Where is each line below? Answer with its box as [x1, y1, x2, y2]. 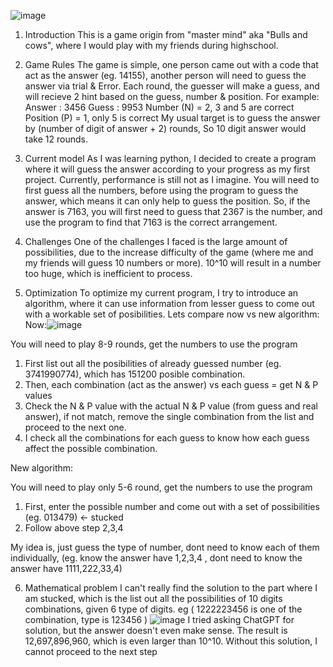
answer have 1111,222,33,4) [10, 563, 123, 574]
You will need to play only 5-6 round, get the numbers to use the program [10, 481, 313, 493]
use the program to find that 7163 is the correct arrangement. [24, 216, 278, 228]
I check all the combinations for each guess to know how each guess [24, 432, 310, 444]
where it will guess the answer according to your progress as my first [24, 163, 310, 175]
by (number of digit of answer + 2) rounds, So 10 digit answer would [24, 123, 307, 134]
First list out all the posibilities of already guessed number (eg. [24, 358, 282, 369]
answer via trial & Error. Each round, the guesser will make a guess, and [24, 80, 320, 92]
